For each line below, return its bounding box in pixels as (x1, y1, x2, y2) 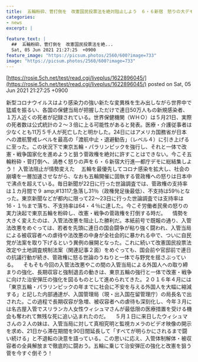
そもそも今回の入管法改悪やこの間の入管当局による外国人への (22, 261, 173, 268)
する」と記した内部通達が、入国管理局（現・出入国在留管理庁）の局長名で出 (6, 290, 192, 298)
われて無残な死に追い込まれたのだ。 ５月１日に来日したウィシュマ (21, 312, 188, 320)
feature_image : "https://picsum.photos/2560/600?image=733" (6, 52, 157, 58)
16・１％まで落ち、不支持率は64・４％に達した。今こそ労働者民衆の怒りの (6, 202, 189, 209)
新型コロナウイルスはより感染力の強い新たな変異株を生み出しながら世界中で (6, 98, 192, 106)
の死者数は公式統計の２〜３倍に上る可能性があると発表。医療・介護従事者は (6, 121, 192, 128)
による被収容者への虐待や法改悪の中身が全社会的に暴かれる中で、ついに (6, 231, 181, 239)
